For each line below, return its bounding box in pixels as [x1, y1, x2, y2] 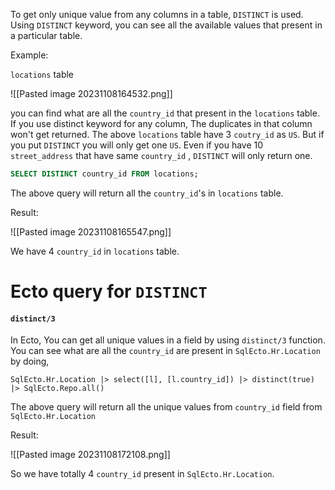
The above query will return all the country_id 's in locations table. [10, 187, 284, 199]
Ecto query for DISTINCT [10, 280, 208, 303]
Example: [10, 49, 49, 61]
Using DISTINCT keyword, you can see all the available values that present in [10, 19, 323, 31]
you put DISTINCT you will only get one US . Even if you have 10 [10, 139, 264, 151]
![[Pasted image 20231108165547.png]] [10, 225, 172, 238]
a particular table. [10, 30, 83, 41]
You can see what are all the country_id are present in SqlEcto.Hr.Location [10, 345, 321, 357]
